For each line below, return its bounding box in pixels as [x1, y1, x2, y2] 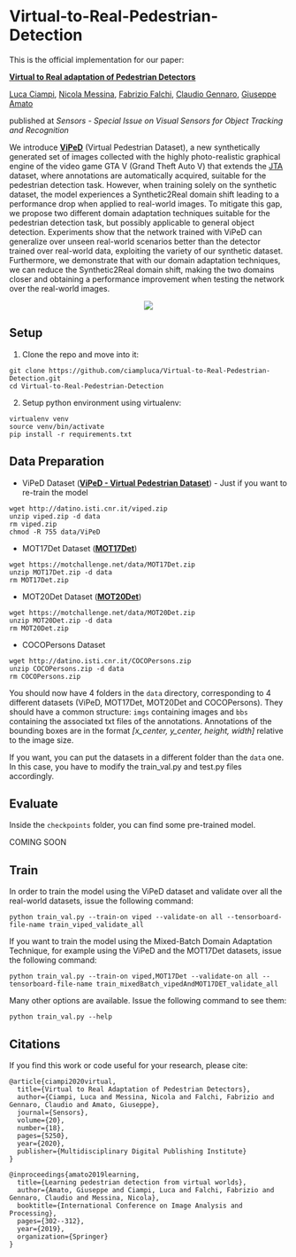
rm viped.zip [9, 519, 57, 528]
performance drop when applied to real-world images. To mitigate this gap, [9, 198, 283, 209]
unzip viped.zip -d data [9, 511, 101, 520]
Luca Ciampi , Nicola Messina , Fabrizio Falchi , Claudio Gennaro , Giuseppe [9, 89, 277, 99]
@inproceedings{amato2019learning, [9, 1170, 140, 1179]
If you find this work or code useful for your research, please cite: [9, 1060, 248, 1070]
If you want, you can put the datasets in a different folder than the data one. [9, 752, 285, 762]
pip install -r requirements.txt [9, 430, 133, 439]
